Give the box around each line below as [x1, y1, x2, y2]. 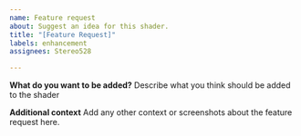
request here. [9, 117, 60, 128]
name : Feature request [9, 13, 96, 23]
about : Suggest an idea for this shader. [9, 22, 170, 31]
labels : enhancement [9, 38, 88, 48]
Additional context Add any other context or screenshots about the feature [9, 107, 293, 118]
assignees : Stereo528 [9, 47, 92, 56]
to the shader [9, 90, 60, 101]
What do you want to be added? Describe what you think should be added [9, 80, 291, 91]
